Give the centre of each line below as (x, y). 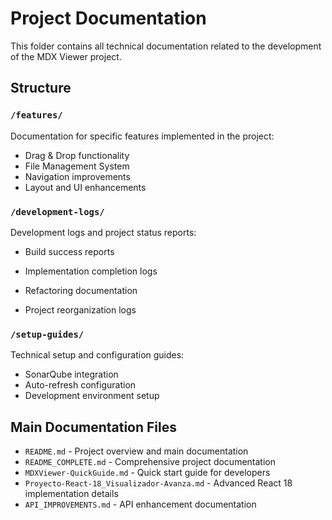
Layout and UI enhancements (85, 187)
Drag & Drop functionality (77, 155)
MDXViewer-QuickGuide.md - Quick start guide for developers (147, 473)
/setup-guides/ (47, 334)
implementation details (71, 494)
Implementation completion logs (91, 271)
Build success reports (69, 251)
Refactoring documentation (81, 290)
